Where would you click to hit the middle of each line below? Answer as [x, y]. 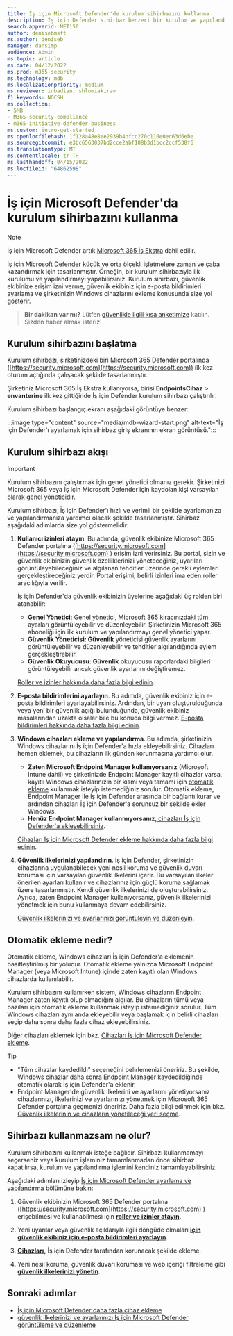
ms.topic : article [34, 59]
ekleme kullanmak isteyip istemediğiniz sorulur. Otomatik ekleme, [121, 789]
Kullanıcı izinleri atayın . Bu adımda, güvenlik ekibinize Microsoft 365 [115, 538]
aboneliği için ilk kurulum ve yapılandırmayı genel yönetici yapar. [119, 632]
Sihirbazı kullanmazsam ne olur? [79, 1136]
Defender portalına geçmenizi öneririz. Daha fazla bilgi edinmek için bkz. [121, 1106]
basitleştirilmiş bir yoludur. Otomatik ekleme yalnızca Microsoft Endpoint [110, 964]
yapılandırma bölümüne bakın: [50, 1188]
